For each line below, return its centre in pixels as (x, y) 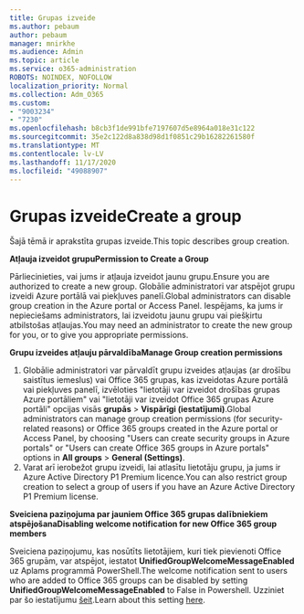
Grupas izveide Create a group (126, 216)
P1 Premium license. (60, 497)
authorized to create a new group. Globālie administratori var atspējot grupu (152, 286)
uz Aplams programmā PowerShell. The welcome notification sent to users (148, 571)
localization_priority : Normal (69, 86)
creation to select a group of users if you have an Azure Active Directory (158, 487)
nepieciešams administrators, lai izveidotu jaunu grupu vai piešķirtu (136, 315)
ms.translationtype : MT (55, 145)
